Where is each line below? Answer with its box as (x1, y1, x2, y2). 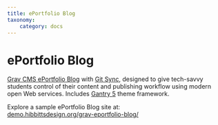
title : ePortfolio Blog (7, 10, 76, 17)
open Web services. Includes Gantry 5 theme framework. (7, 90, 170, 98)
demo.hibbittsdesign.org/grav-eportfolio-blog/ (7, 111, 139, 119)
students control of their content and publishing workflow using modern (7, 82, 212, 91)
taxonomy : (7, 16, 36, 23)
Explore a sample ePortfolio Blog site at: (7, 103, 121, 111)
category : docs (19, 23, 63, 30)
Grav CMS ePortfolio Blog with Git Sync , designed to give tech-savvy (7, 75, 204, 83)
